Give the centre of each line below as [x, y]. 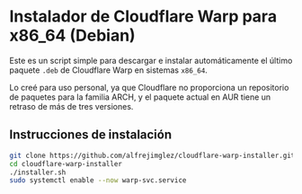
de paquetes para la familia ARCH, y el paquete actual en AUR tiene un [140, 97]
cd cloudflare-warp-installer [66, 163]
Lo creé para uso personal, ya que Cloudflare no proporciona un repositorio [149, 87]
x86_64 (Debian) [73, 35]
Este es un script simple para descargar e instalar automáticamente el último [151, 60]
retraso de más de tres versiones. [71, 106]
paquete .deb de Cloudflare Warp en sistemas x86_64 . [109, 70]
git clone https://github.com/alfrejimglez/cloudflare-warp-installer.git [152, 155]
